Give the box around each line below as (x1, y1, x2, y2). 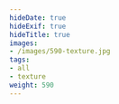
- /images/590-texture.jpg (9, 47, 111, 56)
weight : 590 (9, 80, 54, 90)
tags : (9, 55, 30, 64)
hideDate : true (9, 13, 67, 23)
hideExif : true (9, 22, 67, 31)
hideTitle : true (9, 30, 70, 39)
